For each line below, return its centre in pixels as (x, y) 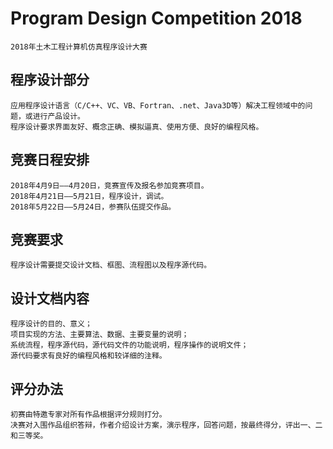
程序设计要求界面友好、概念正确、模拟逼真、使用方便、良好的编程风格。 (137, 127)
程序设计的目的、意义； (51, 324)
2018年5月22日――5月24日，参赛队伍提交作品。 (93, 207)
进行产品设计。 (58, 116)
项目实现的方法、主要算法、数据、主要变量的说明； (100, 335)
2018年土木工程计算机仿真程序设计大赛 (79, 47)
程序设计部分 (50, 80)
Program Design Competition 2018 (156, 18)
